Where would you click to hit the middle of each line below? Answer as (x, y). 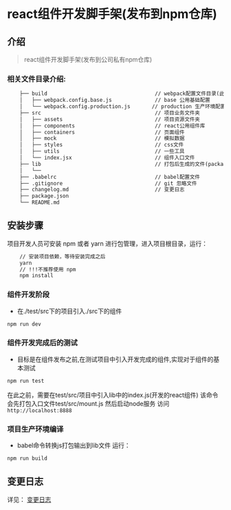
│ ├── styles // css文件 (102, 145)
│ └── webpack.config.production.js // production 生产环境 (118, 107)
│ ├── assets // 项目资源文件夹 (110, 119)
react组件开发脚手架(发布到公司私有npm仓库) (88, 60)
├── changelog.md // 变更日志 (102, 190)
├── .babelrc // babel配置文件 (110, 177)
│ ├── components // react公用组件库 (112, 126)
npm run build (27, 458)
